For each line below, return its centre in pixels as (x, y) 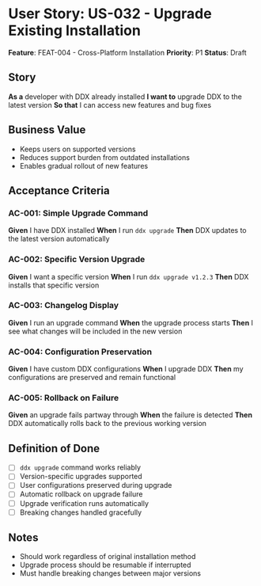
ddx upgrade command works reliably (80, 467)
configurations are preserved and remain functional (92, 378)
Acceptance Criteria (59, 190)
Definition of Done (54, 448)
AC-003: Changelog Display (64, 306)
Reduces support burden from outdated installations (104, 157)
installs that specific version (54, 285)
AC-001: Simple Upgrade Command (78, 213)
